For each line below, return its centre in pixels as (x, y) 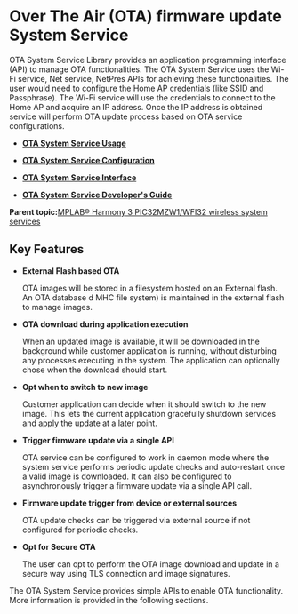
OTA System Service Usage (74, 143)
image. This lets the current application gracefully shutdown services (149, 413)
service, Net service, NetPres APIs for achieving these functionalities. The (153, 78)
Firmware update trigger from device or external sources (129, 503)
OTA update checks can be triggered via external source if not (136, 520)
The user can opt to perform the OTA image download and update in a (151, 564)
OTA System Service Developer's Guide (97, 195)
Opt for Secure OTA (59, 546)
